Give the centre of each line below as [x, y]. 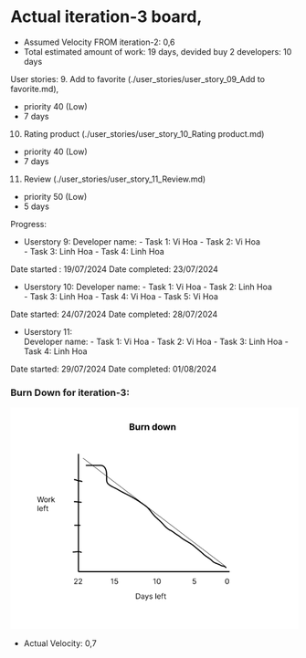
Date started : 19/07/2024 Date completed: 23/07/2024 [114, 269]
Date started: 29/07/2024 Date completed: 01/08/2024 [114, 369]
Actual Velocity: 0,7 [60, 643]
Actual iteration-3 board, [106, 17]
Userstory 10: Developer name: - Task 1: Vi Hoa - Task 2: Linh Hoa [148, 287]
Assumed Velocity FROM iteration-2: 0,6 [100, 42]
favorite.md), [35, 89]
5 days [36, 206]
